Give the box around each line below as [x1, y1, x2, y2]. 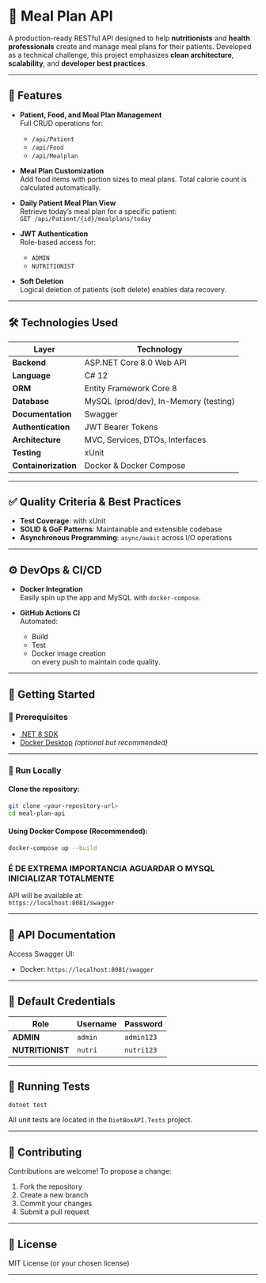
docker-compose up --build [8, 843, 97, 852]
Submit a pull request [19, 1207, 89, 1216]
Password [124, 1018, 163, 1029]
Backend [12, 356, 46, 367]
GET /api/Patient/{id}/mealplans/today [19, 215, 152, 223]
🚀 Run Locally [8, 764, 62, 775]
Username [76, 1018, 117, 1029]
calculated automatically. [19, 182, 101, 192]
